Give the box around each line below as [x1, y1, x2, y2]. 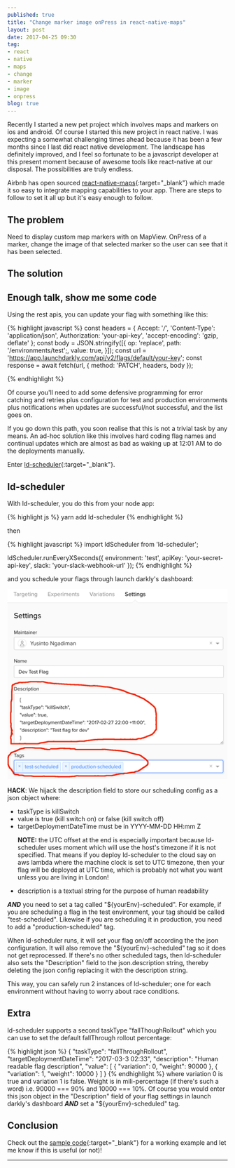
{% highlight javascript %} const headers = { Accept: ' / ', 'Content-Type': [7, 324, 215, 333]
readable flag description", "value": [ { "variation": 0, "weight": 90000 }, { [7, 1062, 218, 1070]
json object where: [7, 794, 61, 802]
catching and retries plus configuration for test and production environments [7, 396, 228, 404]
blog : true [7, 100, 39, 107]
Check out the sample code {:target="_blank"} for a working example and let [7, 1138, 227, 1147]
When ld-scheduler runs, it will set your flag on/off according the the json [7, 936, 219, 945]
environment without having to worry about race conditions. [7, 987, 180, 996]
